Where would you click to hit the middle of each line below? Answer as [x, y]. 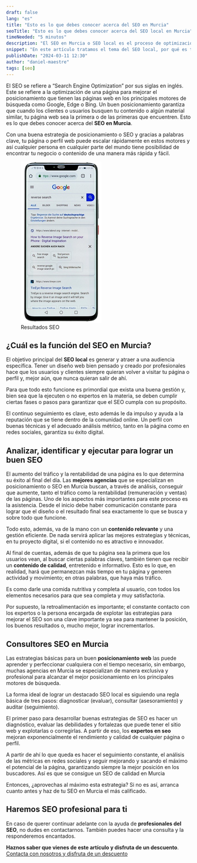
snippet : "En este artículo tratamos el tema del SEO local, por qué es [97, 50]
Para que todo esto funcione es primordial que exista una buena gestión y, [96, 390]
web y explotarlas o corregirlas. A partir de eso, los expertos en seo [89, 730]
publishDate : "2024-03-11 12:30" [47, 56]
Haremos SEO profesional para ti [67, 809]
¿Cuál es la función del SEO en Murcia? [79, 345]
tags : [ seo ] [21, 68]
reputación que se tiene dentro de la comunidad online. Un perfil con [89, 420]
